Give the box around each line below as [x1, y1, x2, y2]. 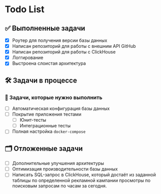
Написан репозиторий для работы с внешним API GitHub [12, 43, 136, 49]
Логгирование [12, 54, 44, 61]
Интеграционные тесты [19, 123, 71, 129]
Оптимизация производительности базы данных [12, 166, 118, 172]
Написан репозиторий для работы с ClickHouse [12, 49, 116, 55]
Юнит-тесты [19, 117, 47, 123]
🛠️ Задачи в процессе [5, 76, 77, 85]
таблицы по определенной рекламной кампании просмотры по [12, 177, 151, 184]
